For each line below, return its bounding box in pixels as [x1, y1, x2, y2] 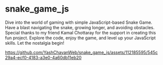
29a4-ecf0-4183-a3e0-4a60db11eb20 [5, 54, 81, 60]
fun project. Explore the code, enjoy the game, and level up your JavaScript [5, 35, 156, 41]
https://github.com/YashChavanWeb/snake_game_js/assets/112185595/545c [5, 49, 158, 55]
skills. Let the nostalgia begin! [5, 40, 65, 46]
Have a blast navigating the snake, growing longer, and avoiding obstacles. [5, 24, 155, 30]
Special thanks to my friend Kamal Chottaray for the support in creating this [5, 30, 156, 35]
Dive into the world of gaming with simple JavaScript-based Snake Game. [5, 19, 153, 25]
